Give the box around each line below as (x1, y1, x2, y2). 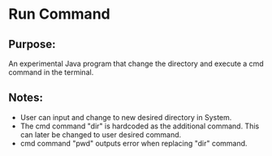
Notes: (8, 91, 43, 105)
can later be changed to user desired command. (19, 129, 182, 139)
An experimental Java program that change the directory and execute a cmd (8, 58, 264, 68)
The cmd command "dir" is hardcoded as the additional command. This (19, 121, 260, 131)
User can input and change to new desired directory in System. (19, 112, 232, 122)
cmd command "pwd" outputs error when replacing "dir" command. (19, 138, 248, 148)
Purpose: (8, 37, 56, 51)
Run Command (8, 5, 111, 24)
